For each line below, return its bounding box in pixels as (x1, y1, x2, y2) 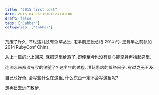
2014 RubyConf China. (5, 44, 50, 50)
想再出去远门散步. (5, 85, 41, 91)
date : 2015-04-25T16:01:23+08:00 (5, 12, 73, 16)
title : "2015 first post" (5, 7, 57, 12)
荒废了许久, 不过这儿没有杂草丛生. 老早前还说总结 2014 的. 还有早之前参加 (5, 39, 152, 45)
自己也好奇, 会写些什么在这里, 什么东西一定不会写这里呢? (5, 75, 119, 81)
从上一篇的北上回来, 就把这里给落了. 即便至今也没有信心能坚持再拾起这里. (5, 54, 151, 60)
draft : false (5, 16, 32, 21)
